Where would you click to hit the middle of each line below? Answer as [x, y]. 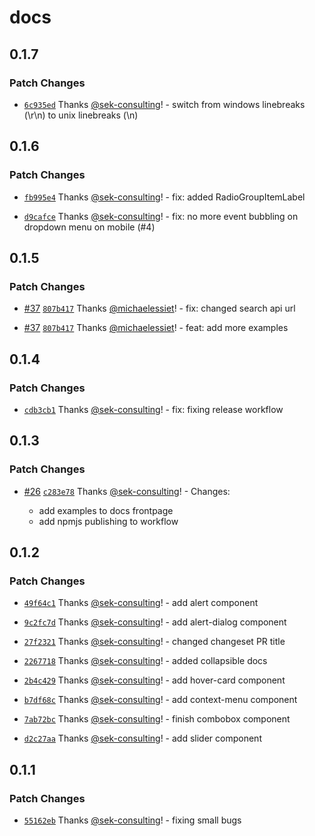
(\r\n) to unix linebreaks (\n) [81, 115]
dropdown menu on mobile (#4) [89, 227]
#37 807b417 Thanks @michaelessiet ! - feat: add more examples [156, 328]
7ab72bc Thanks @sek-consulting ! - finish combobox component [157, 719]
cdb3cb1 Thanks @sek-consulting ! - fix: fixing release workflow [153, 409]
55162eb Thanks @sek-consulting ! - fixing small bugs [132, 820]
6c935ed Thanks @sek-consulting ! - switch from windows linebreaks [164, 104]
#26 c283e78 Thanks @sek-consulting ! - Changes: [127, 491]
